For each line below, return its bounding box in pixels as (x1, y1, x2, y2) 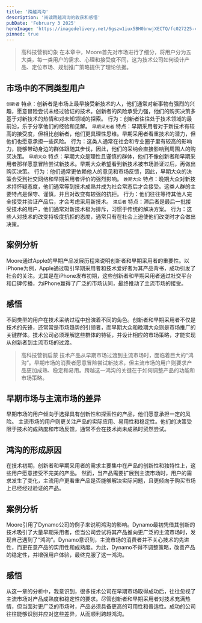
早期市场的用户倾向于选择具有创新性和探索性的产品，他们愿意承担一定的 (6, 410, 185, 418)
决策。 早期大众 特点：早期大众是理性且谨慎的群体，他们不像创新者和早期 (11, 152, 191, 160)
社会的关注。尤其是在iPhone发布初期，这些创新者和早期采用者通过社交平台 (6, 272, 192, 279)
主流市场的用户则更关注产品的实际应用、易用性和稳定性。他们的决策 (17, 418, 187, 425)
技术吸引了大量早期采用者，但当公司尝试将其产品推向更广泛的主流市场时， (6, 528, 191, 536)
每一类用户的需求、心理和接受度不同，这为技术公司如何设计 (37, 56, 185, 63)
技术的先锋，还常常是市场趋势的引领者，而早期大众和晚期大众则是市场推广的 (6, 324, 196, 331)
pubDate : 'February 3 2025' (6, 20, 77, 26)
